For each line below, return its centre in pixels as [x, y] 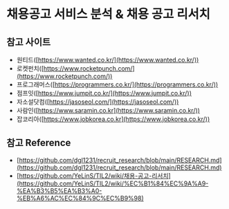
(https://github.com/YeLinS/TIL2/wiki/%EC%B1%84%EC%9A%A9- [112, 183]
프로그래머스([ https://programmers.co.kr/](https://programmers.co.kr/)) [117, 84]
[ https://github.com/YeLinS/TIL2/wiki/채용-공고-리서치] [93, 175]
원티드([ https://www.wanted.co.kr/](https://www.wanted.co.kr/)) [108, 60]
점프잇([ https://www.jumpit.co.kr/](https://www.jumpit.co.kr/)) [104, 93]
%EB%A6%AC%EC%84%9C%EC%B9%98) [80, 198]
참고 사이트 [29, 42]
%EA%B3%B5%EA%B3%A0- [59, 190]
